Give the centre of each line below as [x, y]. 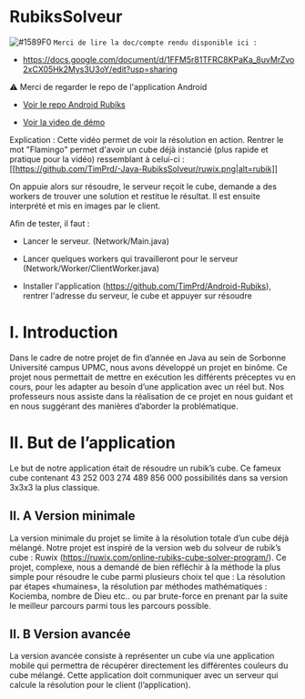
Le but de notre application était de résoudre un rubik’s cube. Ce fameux [146, 468]
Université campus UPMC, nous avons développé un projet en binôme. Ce [149, 367]
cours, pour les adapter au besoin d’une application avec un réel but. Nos [147, 386]
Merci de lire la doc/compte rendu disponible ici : [155, 43]
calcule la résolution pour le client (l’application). [100, 685]
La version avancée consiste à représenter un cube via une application [142, 656]
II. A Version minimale [72, 516]
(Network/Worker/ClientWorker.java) [91, 268]
